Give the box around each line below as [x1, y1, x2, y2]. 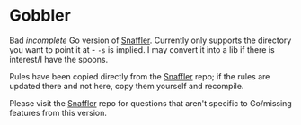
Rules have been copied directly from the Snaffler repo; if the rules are [9, 71, 270, 81]
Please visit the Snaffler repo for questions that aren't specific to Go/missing [9, 97, 292, 108]
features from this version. [9, 107, 108, 118]
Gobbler [9, 5, 72, 26]
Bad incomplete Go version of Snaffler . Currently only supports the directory [9, 35, 292, 46]
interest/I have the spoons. [9, 54, 109, 64]
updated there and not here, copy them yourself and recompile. [9, 80, 244, 91]
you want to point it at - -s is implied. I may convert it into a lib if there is [9, 44, 276, 54]
